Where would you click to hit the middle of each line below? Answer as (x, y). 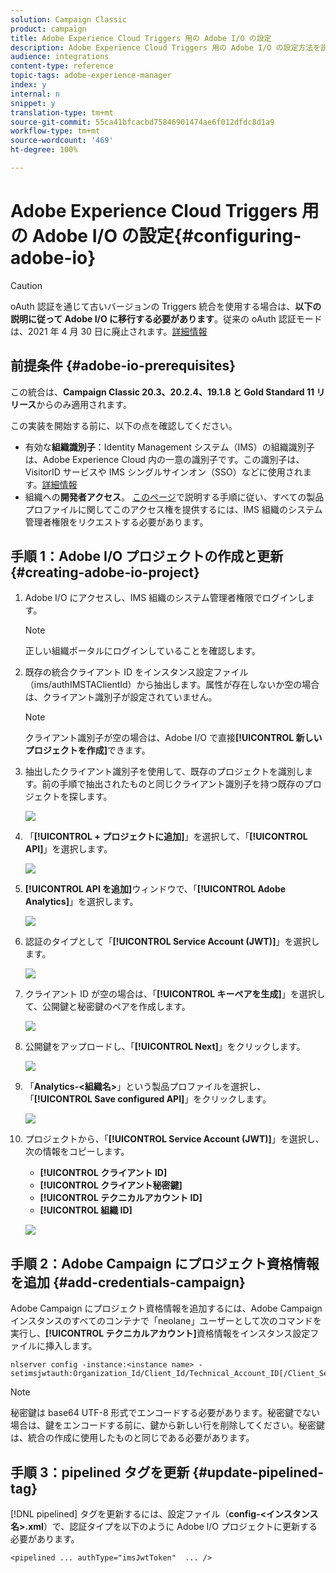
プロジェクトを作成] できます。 (87, 750)
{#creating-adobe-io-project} (105, 572)
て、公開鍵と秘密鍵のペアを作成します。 (107, 1007)
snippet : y (33, 103)
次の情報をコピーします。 (77, 1152)
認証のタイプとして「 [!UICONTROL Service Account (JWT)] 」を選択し (172, 942)
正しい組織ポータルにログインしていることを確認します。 (142, 651)
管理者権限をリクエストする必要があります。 (116, 522)
